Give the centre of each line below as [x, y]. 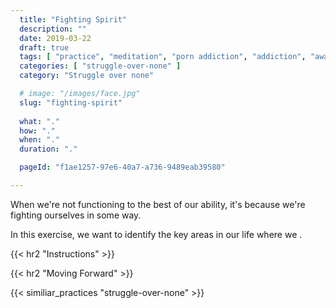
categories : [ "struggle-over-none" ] [100, 66]
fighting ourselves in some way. [76, 215]
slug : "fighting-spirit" [71, 102]
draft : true [44, 47]
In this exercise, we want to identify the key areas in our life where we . [156, 234]
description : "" [53, 29]
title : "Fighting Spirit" [73, 19]
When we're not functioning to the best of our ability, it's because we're [158, 204]
